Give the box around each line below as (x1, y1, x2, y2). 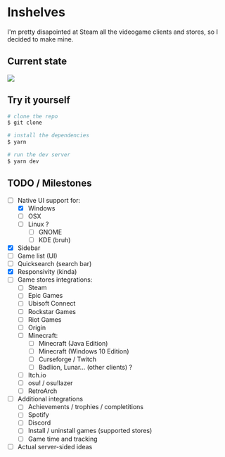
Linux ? (27, 220, 49, 228)
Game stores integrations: (17, 275, 93, 284)
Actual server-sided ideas (17, 442, 93, 451)
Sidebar (17, 244, 41, 252)
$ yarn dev (7, 158, 39, 165)
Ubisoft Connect (27, 299, 76, 308)
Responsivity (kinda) (17, 268, 77, 276)
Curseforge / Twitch (38, 355, 97, 363)
